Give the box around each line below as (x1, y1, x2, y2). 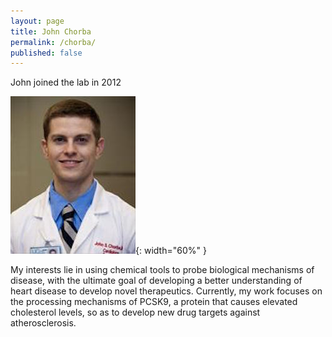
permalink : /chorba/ (10, 37, 97, 47)
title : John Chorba (10, 26, 92, 37)
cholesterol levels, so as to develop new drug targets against (10, 306, 261, 319)
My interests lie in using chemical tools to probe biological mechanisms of (10, 264, 315, 276)
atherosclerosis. (10, 317, 77, 329)
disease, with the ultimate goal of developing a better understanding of (10, 275, 303, 287)
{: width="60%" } (135, 245, 207, 257)
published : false (10, 48, 83, 58)
